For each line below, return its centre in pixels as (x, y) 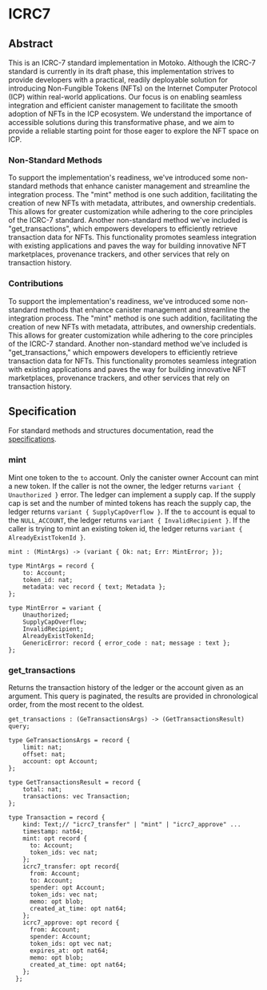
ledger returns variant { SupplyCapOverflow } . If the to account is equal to (132, 511)
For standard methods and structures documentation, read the (111, 430)
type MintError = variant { (55, 608)
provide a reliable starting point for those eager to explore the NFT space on (134, 131)
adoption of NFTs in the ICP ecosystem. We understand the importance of (130, 114)
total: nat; (42, 790)
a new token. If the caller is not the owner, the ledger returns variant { (125, 486)
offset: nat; (44, 754)
